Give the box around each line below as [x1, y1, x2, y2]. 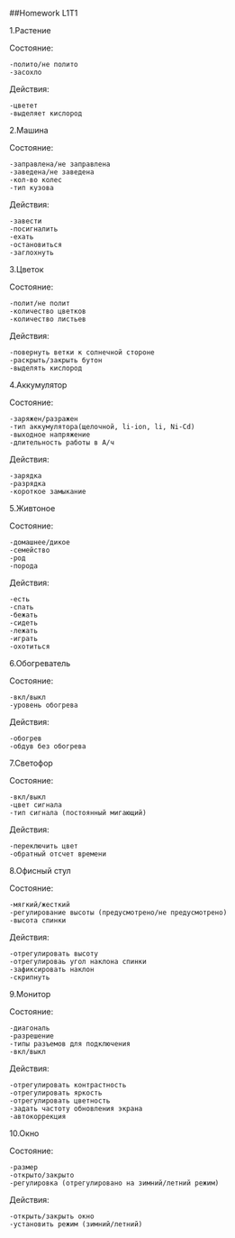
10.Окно [9, 1128, 40, 1139]
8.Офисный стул [9, 866, 72, 876]
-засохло [9, 68, 42, 77]
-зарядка [9, 472, 42, 481]
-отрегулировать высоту [9, 949, 99, 958]
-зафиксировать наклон [9, 965, 95, 974]
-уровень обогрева [9, 701, 78, 710]
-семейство [9, 546, 50, 555]
